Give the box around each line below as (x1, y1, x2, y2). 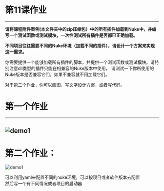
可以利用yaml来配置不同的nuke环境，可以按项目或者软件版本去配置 (5, 174, 140, 180)
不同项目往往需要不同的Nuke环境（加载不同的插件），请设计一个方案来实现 (5, 43, 155, 48)
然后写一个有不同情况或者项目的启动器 (5, 181, 82, 187)
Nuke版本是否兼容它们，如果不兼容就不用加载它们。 (5, 72, 110, 77)
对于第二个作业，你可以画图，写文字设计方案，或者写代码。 (5, 82, 125, 88)
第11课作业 (5, 4, 47, 16)
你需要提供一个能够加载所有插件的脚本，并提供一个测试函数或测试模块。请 (5, 59, 155, 65)
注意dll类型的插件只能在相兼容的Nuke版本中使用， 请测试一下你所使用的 (9, 65, 154, 71)
